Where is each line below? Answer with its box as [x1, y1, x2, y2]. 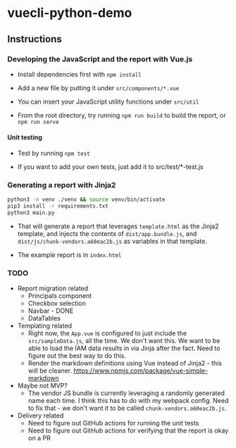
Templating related [17, 322, 73, 330]
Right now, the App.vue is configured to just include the [27, 329, 187, 337]
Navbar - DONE [27, 306, 74, 315]
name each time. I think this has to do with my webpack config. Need [27, 397, 229, 405]
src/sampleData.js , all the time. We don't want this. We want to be [27, 337, 221, 345]
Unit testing [7, 133, 42, 142]
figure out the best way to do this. [27, 351, 127, 360]
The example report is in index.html [17, 251, 122, 259]
